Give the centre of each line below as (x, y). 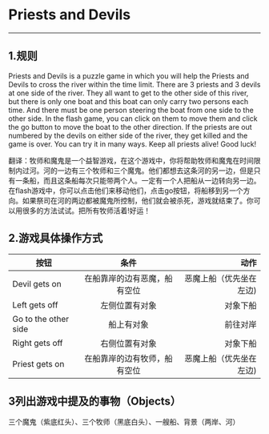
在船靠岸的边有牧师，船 (129, 358)
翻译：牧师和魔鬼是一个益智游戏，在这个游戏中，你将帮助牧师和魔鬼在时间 (131, 160)
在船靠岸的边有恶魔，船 (129, 278)
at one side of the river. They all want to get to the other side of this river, (128, 93)
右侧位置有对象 (129, 344)
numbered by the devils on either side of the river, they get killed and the (128, 135)
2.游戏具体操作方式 (56, 238)
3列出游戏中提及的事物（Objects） (95, 401)
